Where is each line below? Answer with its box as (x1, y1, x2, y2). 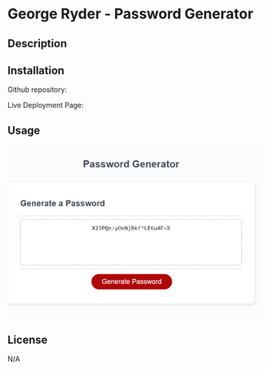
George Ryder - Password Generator (7, 5, 254, 23)
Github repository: (7, 85, 67, 94)
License (7, 333, 48, 346)
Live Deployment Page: (7, 101, 85, 110)
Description (7, 37, 67, 50)
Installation (7, 63, 65, 77)
